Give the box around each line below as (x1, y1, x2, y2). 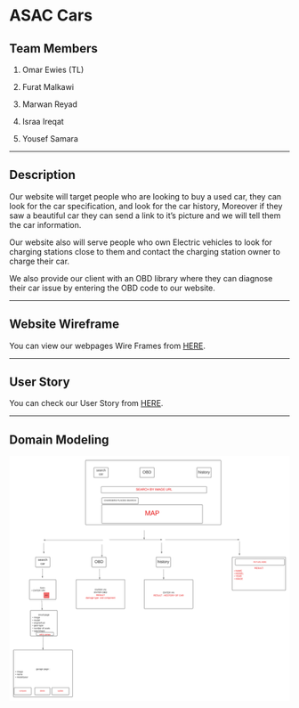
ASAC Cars (9, 5, 93, 26)
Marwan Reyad (21, 99, 78, 110)
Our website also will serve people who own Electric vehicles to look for (9, 237, 273, 248)
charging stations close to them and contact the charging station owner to (9, 246, 280, 256)
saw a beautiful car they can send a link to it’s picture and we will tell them (9, 210, 281, 221)
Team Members (9, 41, 98, 56)
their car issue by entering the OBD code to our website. (9, 282, 216, 293)
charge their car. (9, 256, 69, 266)
